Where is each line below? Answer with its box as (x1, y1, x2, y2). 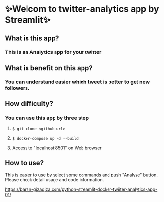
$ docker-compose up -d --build (12, 136, 79, 141)
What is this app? (5, 34, 59, 42)
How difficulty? (5, 100, 53, 108)
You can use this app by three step (5, 114, 89, 121)
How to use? (5, 158, 44, 167)
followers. (5, 84, 30, 91)
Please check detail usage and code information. (5, 177, 104, 183)
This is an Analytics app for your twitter (5, 49, 102, 55)
